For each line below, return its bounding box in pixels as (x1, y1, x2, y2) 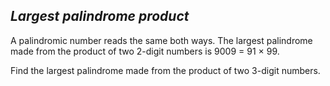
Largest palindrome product (10, 8, 190, 25)
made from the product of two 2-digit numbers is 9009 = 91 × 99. (10, 45, 280, 57)
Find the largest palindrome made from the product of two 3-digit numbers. (10, 64, 321, 76)
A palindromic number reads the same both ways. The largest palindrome (10, 34, 313, 46)
